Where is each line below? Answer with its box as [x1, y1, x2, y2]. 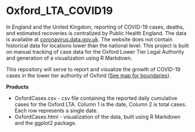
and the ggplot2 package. [14, 119, 77, 126]
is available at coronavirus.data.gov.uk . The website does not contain [6, 36, 173, 43]
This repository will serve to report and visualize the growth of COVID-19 [6, 65, 181, 72]
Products [6, 83, 29, 90]
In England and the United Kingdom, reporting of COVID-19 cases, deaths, [6, 23, 184, 30]
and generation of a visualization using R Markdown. [6, 54, 133, 61]
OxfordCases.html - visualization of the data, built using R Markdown [14, 113, 181, 120]
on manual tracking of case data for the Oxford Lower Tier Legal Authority [6, 48, 184, 55]
